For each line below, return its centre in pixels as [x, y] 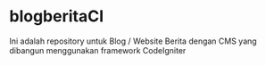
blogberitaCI [57, 16]
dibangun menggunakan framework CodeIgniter [98, 50]
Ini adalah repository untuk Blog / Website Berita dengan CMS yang [133, 41]
